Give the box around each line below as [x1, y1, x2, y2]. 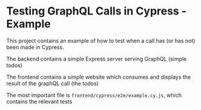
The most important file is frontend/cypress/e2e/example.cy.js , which [6, 91, 182, 99]
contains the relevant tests [6, 98, 73, 105]
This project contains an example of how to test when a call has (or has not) [6, 37, 196, 44]
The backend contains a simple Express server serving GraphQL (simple [6, 55, 187, 62]
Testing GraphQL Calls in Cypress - [6, 4, 187, 18]
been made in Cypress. [6, 44, 65, 51]
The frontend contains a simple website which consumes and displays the [6, 73, 191, 80]
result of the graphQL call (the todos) [6, 80, 99, 87]
